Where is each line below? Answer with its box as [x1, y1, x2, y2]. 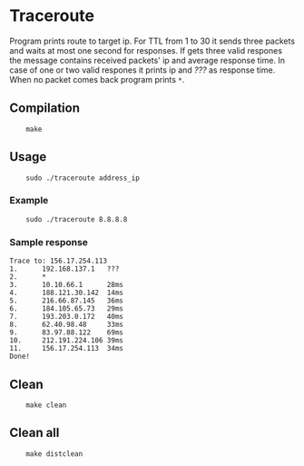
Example [9, 194, 49, 207]
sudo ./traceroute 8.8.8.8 [25, 214, 128, 223]
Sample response [9, 235, 89, 248]
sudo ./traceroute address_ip [25, 174, 141, 183]
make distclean [25, 449, 83, 459]
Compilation [9, 101, 80, 116]
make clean [25, 401, 67, 410]
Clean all [9, 425, 60, 441]
